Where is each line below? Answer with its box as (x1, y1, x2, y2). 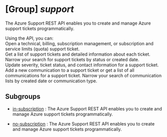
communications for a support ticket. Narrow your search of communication (5, 72, 162, 78)
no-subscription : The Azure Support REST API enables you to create (12, 120, 155, 126)
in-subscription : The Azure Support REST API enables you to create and (12, 105, 162, 111)
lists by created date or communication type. (5, 78, 97, 84)
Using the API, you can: (5, 35, 53, 41)
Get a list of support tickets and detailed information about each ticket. (5, 51, 151, 57)
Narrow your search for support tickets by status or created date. (5, 56, 139, 62)
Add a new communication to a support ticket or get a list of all (5, 67, 134, 73)
